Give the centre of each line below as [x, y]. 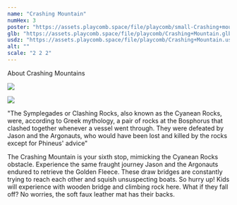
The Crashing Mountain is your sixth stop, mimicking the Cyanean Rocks [113, 156]
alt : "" [19, 46]
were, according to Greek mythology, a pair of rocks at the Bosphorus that [115, 120]
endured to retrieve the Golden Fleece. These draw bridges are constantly [115, 172]
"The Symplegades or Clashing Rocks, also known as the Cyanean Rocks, [115, 113]
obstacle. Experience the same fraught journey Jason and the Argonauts [113, 164]
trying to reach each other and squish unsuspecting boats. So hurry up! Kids [119, 179]
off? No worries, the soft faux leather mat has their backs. [91, 194]
